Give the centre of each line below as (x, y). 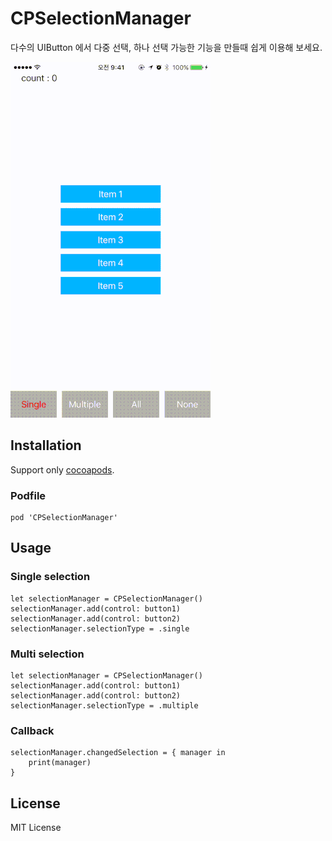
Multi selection (47, 654)
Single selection (50, 577)
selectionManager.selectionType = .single (100, 628)
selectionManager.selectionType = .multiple (104, 706)
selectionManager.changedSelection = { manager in (118, 753)
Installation (46, 445)
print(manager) (60, 763)
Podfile (28, 495)
